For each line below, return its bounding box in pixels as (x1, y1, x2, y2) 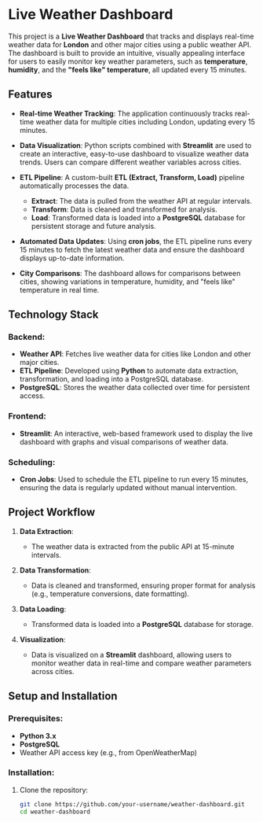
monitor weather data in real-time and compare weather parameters (31, 658, 252, 668)
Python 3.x (19, 731, 57, 740)
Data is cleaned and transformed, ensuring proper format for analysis (31, 581, 256, 590)
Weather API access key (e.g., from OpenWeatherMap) (19, 747, 198, 757)
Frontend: (8, 411, 47, 422)
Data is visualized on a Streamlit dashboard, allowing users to (31, 650, 232, 659)
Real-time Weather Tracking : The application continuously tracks (19, 109, 233, 118)
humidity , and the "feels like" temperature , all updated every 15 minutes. (8, 65, 247, 74)
